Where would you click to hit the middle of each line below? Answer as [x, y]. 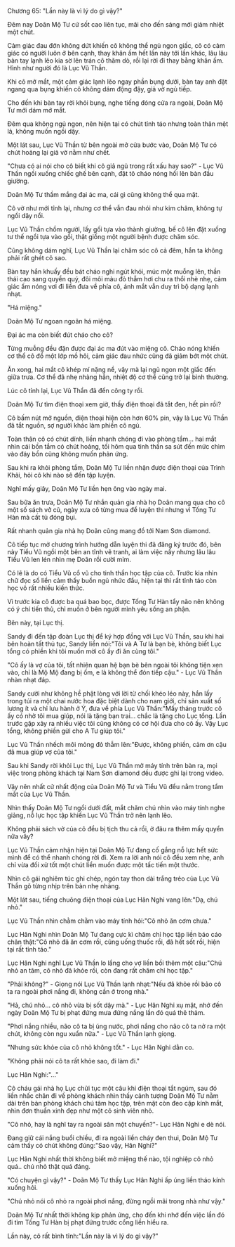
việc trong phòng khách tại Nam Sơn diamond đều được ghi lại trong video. [116, 773]
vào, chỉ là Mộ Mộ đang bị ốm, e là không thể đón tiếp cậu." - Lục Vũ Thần [115, 672]
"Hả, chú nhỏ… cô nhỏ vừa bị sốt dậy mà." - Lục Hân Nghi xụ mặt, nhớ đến [115, 1005]
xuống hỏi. [23, 1188]
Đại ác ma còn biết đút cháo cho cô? [60, 335]
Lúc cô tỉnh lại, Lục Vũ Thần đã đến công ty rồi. [75, 391]
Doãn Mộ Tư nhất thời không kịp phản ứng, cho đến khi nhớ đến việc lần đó [116, 1215]
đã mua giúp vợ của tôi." [42, 752]
